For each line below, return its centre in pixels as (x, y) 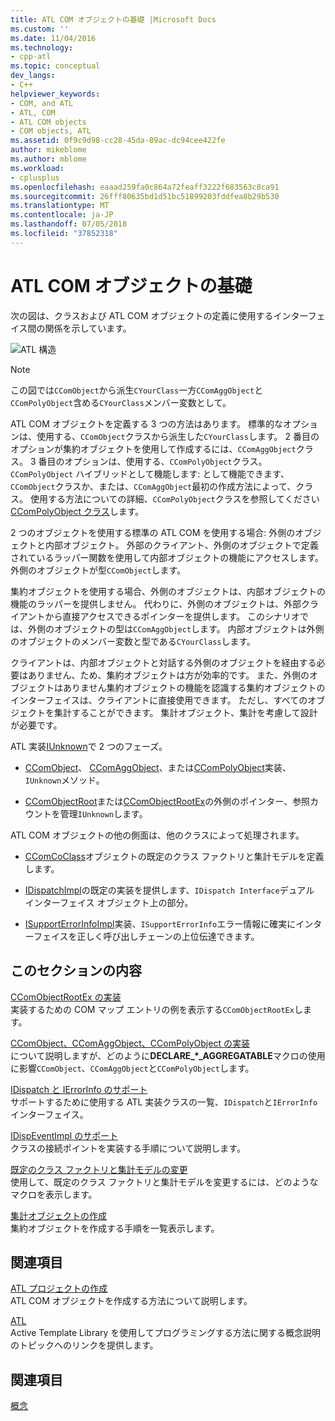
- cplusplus (35, 177)
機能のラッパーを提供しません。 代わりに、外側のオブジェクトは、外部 (156, 603)
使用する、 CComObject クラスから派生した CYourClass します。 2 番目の (178, 436)
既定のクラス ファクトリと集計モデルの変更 (99, 1169)
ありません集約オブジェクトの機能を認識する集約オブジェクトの (194, 687)
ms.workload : (37, 168)
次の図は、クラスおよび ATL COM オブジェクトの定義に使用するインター (159, 315)
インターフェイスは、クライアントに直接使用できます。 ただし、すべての (159, 700)
